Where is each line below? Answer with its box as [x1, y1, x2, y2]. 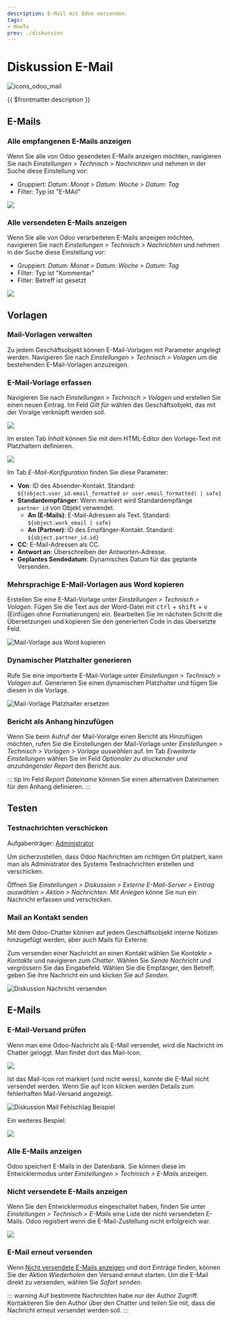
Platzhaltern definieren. [7, 442, 74, 450]
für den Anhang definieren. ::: [7, 782, 91, 791]
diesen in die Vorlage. [7, 686, 69, 694]
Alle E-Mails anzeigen [7, 1146, 82, 1156]
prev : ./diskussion [7, 29, 64, 37]
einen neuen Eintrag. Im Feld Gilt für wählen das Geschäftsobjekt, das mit [7, 401, 216, 409]
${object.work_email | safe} [27, 520, 112, 526]
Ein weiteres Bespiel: [7, 1116, 67, 1124]
